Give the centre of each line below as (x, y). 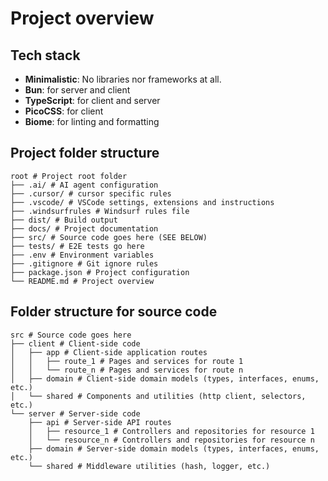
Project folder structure (85, 153)
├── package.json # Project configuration (100, 272)
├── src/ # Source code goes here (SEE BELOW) (109, 237)
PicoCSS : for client (64, 111)
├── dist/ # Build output (64, 220)
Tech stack (45, 55)
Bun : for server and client (77, 90)
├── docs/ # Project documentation (84, 228)
